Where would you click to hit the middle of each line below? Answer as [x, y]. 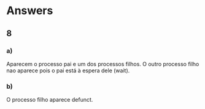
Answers [30, 11]
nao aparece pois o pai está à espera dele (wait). [68, 70]
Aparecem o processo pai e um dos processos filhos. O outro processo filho [103, 64]
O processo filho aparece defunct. [50, 100]
